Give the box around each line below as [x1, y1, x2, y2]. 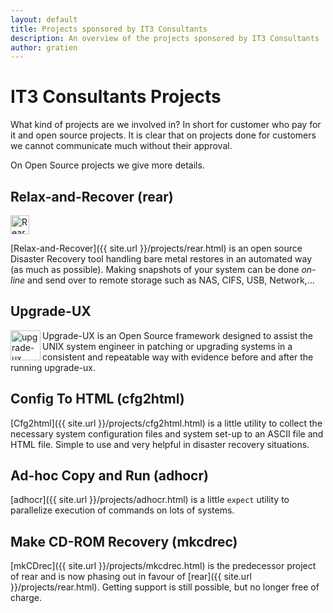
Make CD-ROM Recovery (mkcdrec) [10, 533, 238, 550]
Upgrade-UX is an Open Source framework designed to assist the [42, 329, 313, 341]
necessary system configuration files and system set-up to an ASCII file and [10, 427, 324, 440]
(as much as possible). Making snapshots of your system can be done [10, 264, 300, 275]
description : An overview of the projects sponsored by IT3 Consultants [10, 33, 320, 43]
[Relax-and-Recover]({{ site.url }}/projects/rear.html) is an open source [10, 242, 303, 254]
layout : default [10, 14, 78, 25]
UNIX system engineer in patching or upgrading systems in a [42, 340, 293, 352]
